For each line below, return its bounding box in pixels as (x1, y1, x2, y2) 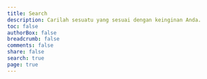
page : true (7, 61, 39, 68)
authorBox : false (7, 29, 57, 36)
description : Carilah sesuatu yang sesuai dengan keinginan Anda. (7, 16, 201, 23)
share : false (7, 49, 45, 56)
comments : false (7, 42, 54, 49)
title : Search (7, 10, 48, 17)
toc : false (7, 23, 39, 30)
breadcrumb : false (7, 36, 60, 43)
